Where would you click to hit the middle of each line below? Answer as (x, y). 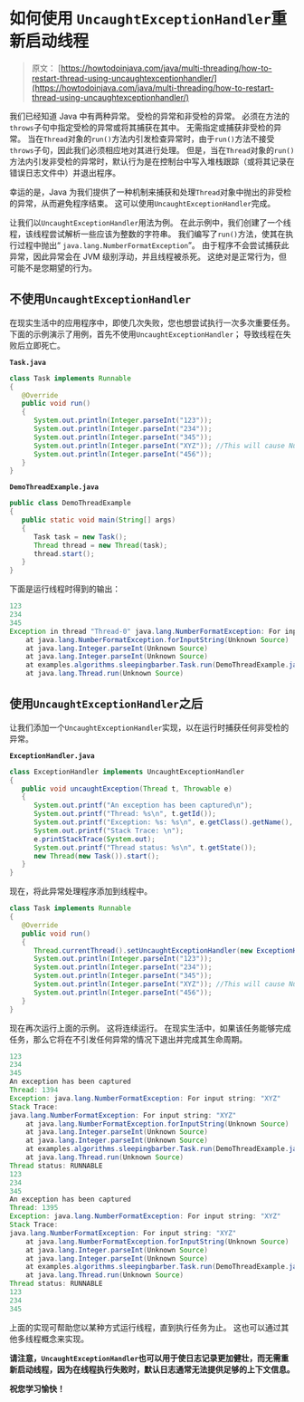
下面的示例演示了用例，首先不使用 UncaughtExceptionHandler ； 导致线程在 (146, 334)
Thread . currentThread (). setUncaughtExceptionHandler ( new (143, 951)
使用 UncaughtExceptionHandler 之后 (106, 704)
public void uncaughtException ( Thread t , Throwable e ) (127, 789)
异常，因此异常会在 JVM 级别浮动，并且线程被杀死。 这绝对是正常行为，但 (148, 256)
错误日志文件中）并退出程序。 (65, 172)
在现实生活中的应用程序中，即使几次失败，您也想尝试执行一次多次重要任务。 (152, 322)
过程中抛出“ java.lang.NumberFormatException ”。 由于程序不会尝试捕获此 (153, 245)
